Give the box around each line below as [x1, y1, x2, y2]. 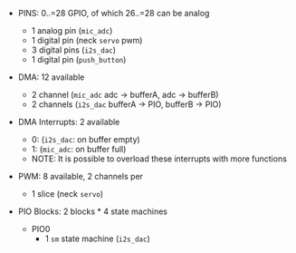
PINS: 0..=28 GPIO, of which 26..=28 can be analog [17, 8, 210, 18]
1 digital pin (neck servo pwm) [31, 35, 143, 45]
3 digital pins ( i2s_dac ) [31, 44, 116, 55]
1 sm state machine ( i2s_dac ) [44, 233, 151, 244]
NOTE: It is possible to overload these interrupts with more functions [31, 153, 288, 164]
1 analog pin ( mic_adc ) [31, 25, 113, 35]
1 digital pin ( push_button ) [31, 54, 127, 64]
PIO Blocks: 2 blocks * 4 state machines [17, 206, 167, 217]
